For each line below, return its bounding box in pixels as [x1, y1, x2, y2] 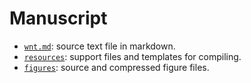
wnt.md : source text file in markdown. [23, 40, 176, 52]
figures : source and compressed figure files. [23, 61, 210, 73]
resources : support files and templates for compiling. [23, 50, 242, 62]
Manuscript [9, 7, 108, 30]
